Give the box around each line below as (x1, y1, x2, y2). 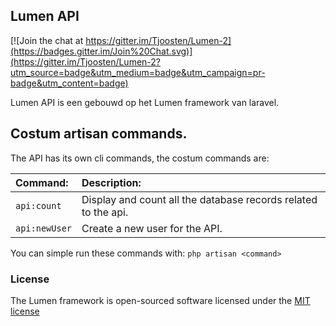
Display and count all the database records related (81, 192, 318, 206)
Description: (81, 175, 142, 189)
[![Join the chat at (10, 34, 84, 46)
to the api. (81, 205, 129, 219)
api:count (15, 200, 62, 211)
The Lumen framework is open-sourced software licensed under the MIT (10, 294, 311, 306)
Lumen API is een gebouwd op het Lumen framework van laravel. (10, 96, 280, 108)
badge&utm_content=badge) (10, 77, 129, 89)
